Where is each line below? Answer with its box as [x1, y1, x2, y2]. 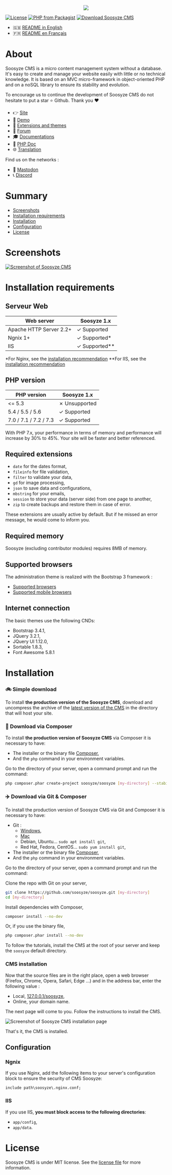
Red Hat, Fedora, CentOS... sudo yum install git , [20, 844, 126, 850]
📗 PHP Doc [12, 141, 36, 147]
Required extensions [5, 450, 73, 458]
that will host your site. [5, 710, 53, 717]
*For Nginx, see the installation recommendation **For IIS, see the [5, 355, 147, 362]
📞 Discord [12, 172, 32, 178]
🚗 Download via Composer [5, 723, 73, 730]
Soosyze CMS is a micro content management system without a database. [5, 65, 162, 71]
